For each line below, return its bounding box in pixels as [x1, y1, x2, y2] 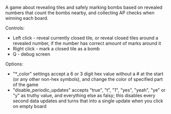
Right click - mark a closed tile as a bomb [12, 46, 100, 51]
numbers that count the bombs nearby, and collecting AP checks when [5, 10, 155, 16]
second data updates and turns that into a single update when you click [12, 98, 163, 104]
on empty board [12, 103, 47, 109]
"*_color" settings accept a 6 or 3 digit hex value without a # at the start [12, 71, 164, 77]
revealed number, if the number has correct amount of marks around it [12, 40, 161, 46]
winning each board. [5, 15, 48, 21]
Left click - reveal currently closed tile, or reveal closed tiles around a [12, 35, 158, 41]
